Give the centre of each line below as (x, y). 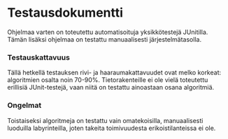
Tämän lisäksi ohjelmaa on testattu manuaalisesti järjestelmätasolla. (104, 39)
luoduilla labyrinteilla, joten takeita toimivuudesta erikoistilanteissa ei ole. (112, 128)
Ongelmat (24, 106)
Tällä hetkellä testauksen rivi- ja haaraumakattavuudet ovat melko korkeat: (114, 73)
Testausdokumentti (65, 13)
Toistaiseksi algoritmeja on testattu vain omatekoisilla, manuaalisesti (105, 120)
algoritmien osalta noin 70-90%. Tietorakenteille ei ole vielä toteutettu (108, 80)
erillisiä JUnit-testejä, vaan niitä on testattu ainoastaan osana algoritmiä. (111, 88)
